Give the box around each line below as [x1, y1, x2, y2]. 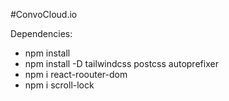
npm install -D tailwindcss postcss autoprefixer [24, 58, 219, 69]
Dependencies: [10, 28, 73, 39]
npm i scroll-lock [24, 79, 95, 91]
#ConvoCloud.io [10, 9, 78, 20]
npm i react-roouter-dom [24, 69, 128, 80]
